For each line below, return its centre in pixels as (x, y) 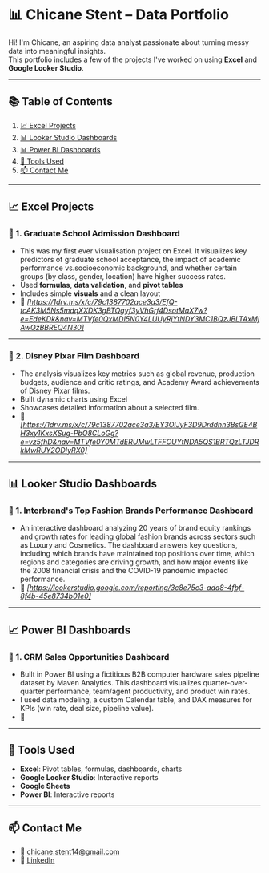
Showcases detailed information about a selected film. (109, 407)
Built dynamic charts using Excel (74, 399)
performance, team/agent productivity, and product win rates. (148, 691)
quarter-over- (225, 683)
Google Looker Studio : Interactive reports (89, 777)
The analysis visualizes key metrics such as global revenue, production (137, 374)
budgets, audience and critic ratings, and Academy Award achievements (140, 382)
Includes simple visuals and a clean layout (90, 293)
